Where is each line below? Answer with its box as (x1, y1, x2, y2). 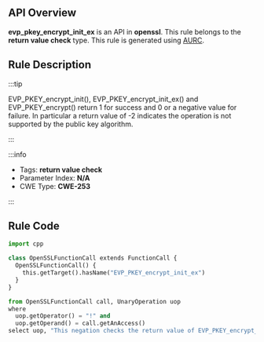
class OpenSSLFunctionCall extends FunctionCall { (8, 254, 178, 262)
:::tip (8, 78, 23, 89)
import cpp (8, 240, 44, 248)
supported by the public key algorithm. (8, 119, 134, 129)
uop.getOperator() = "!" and (15, 312, 111, 320)
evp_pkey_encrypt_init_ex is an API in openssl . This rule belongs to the (8, 27, 242, 36)
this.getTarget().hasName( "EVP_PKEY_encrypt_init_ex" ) (22, 269, 206, 277)
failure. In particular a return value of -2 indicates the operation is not (8, 111, 232, 120)
